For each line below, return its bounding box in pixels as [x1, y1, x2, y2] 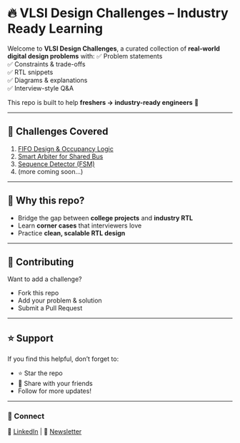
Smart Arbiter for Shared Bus [17, 152, 104, 161]
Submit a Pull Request [17, 304, 83, 312]
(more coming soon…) [17, 167, 84, 175]
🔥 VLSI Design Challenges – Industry [7, 5, 229, 21]
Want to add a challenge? [7, 275, 82, 283]
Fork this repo [17, 289, 59, 297]
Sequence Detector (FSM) [17, 159, 95, 168]
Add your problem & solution [17, 296, 102, 305]
